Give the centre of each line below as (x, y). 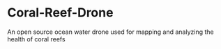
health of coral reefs (36, 39)
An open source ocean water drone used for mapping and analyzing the (110, 32)
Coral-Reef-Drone (60, 13)
